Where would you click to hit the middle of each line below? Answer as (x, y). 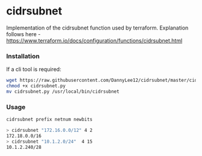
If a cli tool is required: (34, 69)
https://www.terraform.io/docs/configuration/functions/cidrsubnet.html (94, 40)
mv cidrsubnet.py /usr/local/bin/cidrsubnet (63, 92)
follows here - (23, 34)
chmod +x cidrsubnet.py (36, 86)
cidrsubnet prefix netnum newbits (50, 120)
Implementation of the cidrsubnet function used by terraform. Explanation (97, 28)
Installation (23, 56)
